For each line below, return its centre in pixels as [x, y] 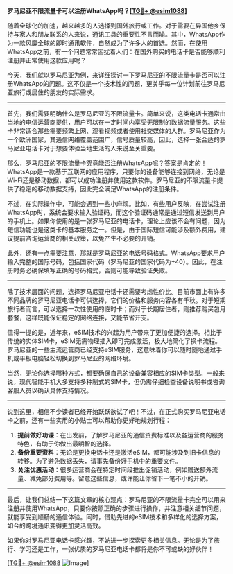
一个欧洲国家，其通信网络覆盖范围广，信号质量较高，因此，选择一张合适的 [113, 139]
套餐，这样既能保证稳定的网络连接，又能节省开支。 [80, 318]
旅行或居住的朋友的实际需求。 [55, 92]
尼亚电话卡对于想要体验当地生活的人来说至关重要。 [86, 148]
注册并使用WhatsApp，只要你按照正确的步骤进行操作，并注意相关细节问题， [116, 508]
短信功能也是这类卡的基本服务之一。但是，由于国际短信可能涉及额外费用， [113, 229]
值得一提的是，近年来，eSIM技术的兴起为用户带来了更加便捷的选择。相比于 [115, 332]
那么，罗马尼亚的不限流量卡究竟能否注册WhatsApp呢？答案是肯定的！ [107, 163]
